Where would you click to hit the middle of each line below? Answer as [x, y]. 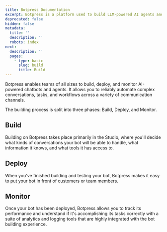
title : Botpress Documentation [38, 10]
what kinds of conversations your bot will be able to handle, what [72, 142]
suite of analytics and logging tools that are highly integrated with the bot [80, 219]
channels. [15, 100]
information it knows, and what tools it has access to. [60, 148]
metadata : [15, 28]
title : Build [32, 70]
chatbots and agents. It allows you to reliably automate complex [89, 89]
